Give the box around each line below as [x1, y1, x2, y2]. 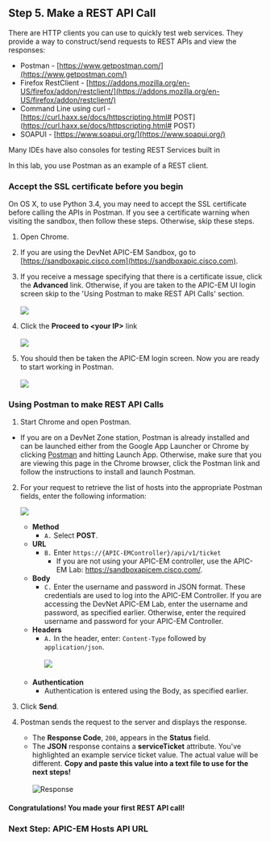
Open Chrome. [19, 232, 69, 241]
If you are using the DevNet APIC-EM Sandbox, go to [19, 248, 196, 258]
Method [31, 522, 60, 532]
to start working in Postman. [19, 362, 114, 372]
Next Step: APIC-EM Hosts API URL [8, 823, 149, 834]
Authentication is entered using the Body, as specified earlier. [44, 686, 248, 696]
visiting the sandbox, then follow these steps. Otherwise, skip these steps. [8, 216, 255, 226]
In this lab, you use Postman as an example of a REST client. [8, 161, 209, 170]
